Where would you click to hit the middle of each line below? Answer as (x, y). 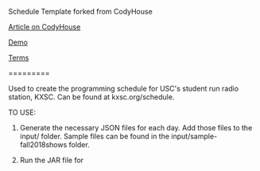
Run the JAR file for (52, 160)
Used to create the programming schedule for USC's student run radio (124, 88)
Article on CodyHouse (45, 27)
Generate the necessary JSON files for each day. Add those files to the (136, 128)
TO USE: (22, 112)
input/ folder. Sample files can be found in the (94, 136)
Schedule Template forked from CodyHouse (80, 12)
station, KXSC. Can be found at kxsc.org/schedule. (91, 97)
